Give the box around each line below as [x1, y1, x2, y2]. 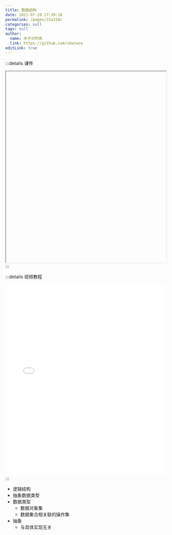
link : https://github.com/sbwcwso [10, 41, 83, 46]
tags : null [5, 27, 28, 32]
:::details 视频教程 [5, 274, 42, 280]
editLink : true [5, 45, 38, 51]
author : [5, 31, 22, 36]
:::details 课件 [5, 60, 34, 66]
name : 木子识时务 [10, 36, 43, 41]
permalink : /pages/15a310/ [5, 17, 63, 22]
